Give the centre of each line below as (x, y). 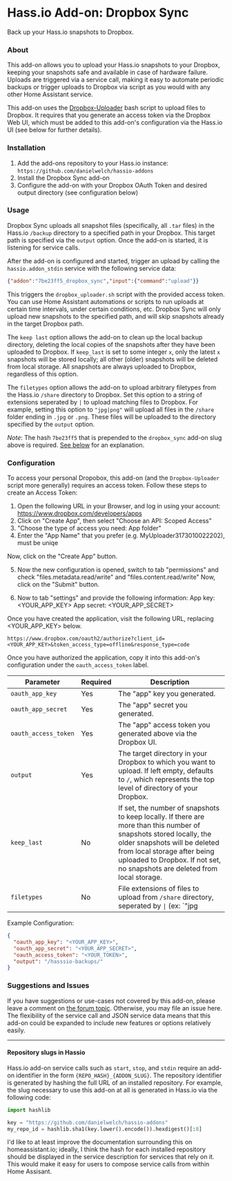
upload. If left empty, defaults (166, 771)
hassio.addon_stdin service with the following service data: (91, 268)
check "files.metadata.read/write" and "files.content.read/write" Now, (116, 577)
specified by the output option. (51, 424)
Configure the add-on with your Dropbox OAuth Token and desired (112, 185)
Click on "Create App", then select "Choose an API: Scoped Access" (114, 521)
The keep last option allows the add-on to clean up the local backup (105, 337)
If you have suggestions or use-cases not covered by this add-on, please (112, 1001)
